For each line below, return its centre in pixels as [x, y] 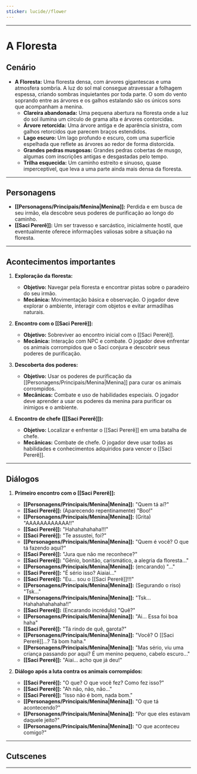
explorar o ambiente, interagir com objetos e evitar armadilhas [98, 306]
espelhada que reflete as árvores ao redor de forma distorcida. [99, 144]
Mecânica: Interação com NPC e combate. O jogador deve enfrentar [106, 341]
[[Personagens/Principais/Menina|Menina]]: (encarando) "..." [99, 567]
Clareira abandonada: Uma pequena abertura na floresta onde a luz [106, 112]
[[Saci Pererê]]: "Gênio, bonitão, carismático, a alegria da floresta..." [106, 561]
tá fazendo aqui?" [45, 548]
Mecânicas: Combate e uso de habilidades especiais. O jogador [101, 395]
